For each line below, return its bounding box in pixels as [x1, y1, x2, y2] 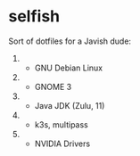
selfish [8, 6, 61, 27]
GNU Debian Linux [34, 62, 103, 73]
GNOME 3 [34, 81, 72, 92]
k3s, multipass [34, 119, 88, 130]
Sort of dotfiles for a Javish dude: [8, 36, 131, 46]
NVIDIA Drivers [34, 138, 91, 149]
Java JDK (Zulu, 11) [34, 100, 105, 111]
